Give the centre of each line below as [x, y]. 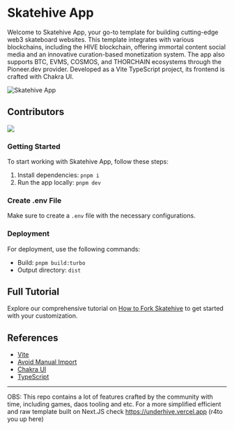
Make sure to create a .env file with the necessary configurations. [102, 216]
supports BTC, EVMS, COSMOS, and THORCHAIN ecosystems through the [114, 61]
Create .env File [34, 200]
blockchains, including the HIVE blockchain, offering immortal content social [117, 47]
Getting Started [34, 146]
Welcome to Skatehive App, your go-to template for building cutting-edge [113, 32]
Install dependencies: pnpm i [58, 175]
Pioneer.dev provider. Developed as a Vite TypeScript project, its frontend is [116, 69]
